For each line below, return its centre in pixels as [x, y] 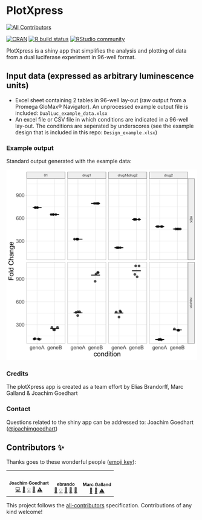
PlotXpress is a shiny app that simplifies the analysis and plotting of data [96, 50]
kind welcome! [24, 512]
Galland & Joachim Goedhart [42, 393]
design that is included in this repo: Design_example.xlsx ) [86, 132]
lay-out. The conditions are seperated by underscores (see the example [104, 126]
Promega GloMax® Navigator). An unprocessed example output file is [102, 106]
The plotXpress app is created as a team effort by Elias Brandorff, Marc [95, 387]
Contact [18, 409]
